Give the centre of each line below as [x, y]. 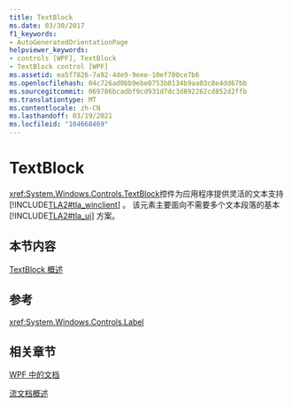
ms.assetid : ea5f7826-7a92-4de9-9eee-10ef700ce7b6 [104, 75]
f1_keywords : [33, 34]
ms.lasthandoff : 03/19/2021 [61, 116]
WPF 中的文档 [35, 375]
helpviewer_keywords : [49, 50]
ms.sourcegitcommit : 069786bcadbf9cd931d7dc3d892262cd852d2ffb [128, 91]
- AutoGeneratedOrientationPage [69, 42]
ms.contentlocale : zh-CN [55, 108]
